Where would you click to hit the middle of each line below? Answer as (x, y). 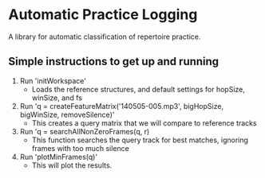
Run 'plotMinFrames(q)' (59, 157)
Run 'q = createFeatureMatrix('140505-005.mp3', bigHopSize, (122, 106)
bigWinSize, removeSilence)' (67, 114)
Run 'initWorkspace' (53, 80)
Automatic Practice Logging (103, 15)
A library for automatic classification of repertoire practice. (105, 37)
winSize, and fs (57, 98)
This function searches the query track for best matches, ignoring (140, 140)
